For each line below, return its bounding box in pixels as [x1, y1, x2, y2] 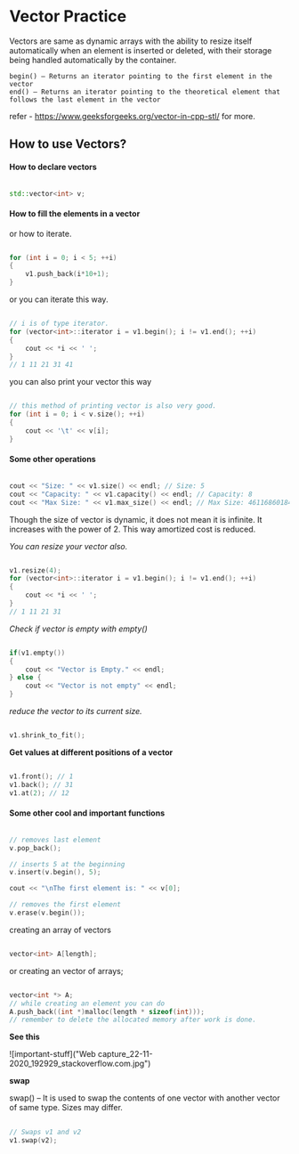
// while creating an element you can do [9, 999, 166, 1008]
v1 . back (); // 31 [9, 780, 74, 789]
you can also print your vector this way [9, 377, 152, 387]
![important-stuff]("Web [9, 1049, 96, 1060]
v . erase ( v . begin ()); [9, 908, 86, 918]
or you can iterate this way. [9, 294, 109, 305]
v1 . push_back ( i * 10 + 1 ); [25, 270, 109, 279]
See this [9, 1031, 40, 1043]
